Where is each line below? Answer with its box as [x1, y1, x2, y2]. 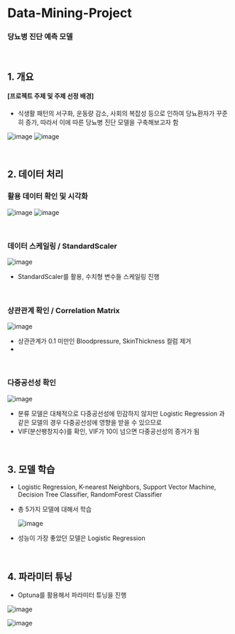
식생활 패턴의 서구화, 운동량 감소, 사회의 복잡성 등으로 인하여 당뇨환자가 [17, 109, 215, 118]
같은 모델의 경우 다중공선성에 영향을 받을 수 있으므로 [17, 418, 162, 426]
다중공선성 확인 [7, 378, 57, 388]
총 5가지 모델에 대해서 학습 [17, 505, 92, 514]
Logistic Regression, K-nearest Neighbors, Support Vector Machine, [17, 482, 217, 492]
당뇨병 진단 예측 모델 [7, 32, 73, 42]
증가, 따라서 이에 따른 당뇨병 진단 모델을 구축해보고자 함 [25, 118, 179, 127]
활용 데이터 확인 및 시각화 [7, 191, 89, 201]
